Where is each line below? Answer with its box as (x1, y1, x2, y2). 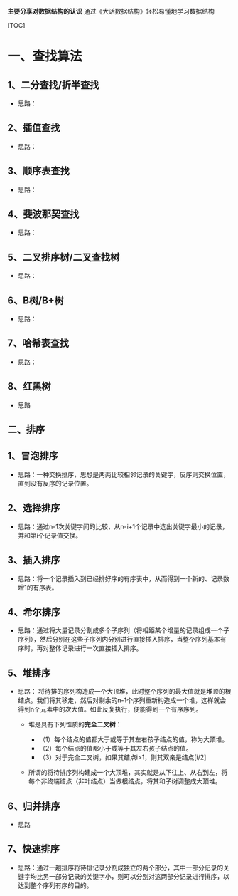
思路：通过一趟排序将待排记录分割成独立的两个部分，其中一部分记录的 (17, 863, 224, 872)
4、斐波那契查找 (7, 208, 80, 220)
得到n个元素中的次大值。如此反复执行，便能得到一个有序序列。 (17, 705, 202, 714)
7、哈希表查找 (7, 338, 70, 350)
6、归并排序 (7, 800, 60, 812)
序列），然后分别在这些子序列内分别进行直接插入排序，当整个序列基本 (17, 635, 220, 644)
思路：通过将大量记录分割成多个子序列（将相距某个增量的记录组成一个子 (17, 626, 229, 635)
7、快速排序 (7, 843, 60, 855)
